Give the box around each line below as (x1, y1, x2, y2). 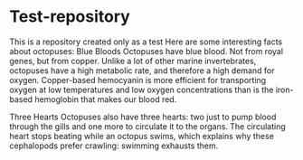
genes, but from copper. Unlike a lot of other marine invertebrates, (9, 55, 257, 66)
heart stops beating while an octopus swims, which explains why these (9, 130, 274, 141)
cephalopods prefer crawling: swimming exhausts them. (9, 140, 219, 151)
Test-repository (9, 6, 131, 27)
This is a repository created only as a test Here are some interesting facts (9, 36, 283, 47)
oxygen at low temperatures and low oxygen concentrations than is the (9, 84, 274, 95)
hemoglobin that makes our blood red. (34, 93, 177, 105)
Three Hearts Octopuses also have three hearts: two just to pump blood (9, 111, 277, 122)
